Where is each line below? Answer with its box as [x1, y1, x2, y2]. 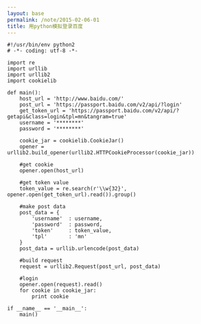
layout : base [7, 10, 45, 17]
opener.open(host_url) [19, 167, 84, 175]
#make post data [19, 203, 67, 210]
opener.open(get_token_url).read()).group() [7, 191, 137, 199]
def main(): [7, 90, 41, 97]
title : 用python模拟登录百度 [7, 23, 84, 29]
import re [7, 60, 36, 66]
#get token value [19, 179, 69, 186]
